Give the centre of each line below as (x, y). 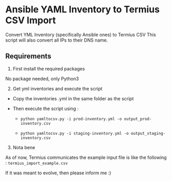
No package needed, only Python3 (42, 79)
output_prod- (138, 119)
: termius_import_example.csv (37, 162)
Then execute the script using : (45, 108)
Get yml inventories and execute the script (58, 88)
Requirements (28, 56)
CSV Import (31, 20)
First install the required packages (49, 68)
